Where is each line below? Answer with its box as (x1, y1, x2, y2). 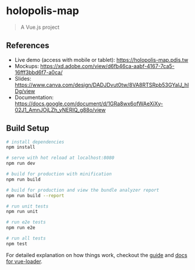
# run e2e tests (6, 219, 46, 225)
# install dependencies (6, 139, 65, 145)
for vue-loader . (6, 258, 43, 265)
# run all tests (6, 235, 46, 242)
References (6, 41, 49, 51)
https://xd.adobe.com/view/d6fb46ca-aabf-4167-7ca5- (40, 62, 175, 69)
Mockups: (14, 62, 39, 69)
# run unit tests (6, 203, 49, 209)
